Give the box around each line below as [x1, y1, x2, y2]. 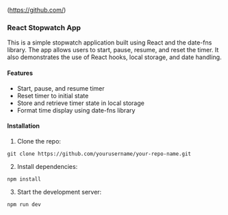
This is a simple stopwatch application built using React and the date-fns [7, 38, 212, 47]
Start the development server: [16, 188, 102, 196]
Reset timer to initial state [16, 91, 89, 100]
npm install [7, 175, 41, 183]
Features [7, 69, 33, 77]
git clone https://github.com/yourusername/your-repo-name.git [7, 150, 192, 157]
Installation [7, 122, 40, 130]
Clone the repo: [16, 137, 62, 145]
